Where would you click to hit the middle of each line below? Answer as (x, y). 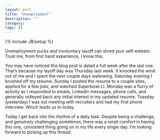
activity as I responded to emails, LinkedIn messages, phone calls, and (76, 92)
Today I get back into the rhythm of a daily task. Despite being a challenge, (80, 117)
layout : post (18, 10)
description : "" (21, 19)
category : (15, 23)
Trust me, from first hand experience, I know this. (54, 56)
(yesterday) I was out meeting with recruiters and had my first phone (74, 102)
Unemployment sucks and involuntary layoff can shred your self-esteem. (78, 51)
